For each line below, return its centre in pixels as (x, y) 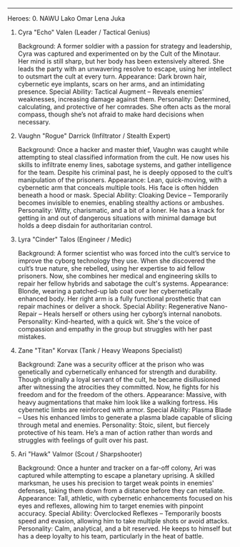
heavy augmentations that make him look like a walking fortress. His (118, 402)
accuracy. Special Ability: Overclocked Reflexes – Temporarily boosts (119, 513)
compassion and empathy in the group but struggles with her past (115, 329)
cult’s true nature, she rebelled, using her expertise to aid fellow (111, 268)
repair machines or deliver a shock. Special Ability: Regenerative (112, 306)
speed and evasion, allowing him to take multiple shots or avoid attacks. (124, 521)
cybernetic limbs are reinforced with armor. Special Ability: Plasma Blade (125, 410)
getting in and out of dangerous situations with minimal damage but (117, 218)
